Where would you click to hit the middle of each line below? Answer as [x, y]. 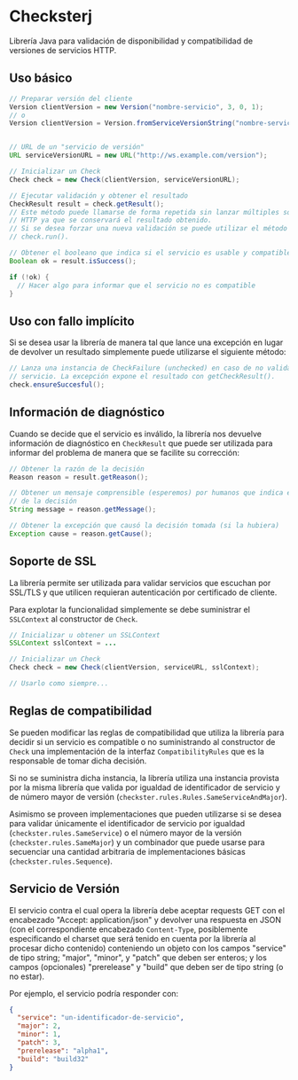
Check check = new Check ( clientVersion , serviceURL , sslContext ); [134, 668]
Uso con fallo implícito [72, 321]
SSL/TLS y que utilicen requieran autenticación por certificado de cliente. [143, 592]
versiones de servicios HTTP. [63, 50]
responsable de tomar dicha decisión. [78, 761]
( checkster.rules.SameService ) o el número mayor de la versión [125, 833]
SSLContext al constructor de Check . [74, 619]
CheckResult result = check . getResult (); [87, 204]
